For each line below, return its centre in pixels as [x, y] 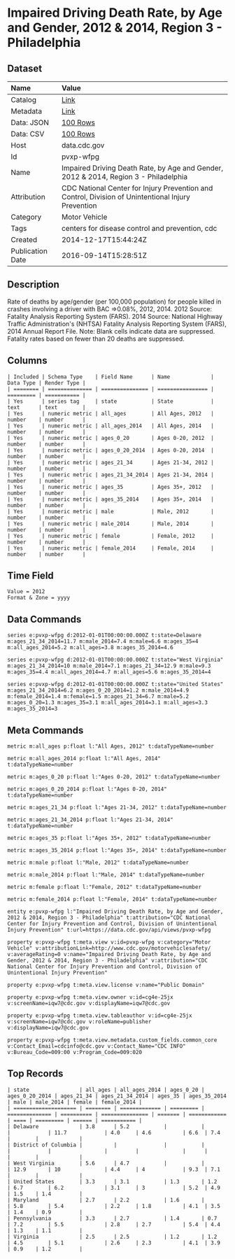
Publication [29, 251]
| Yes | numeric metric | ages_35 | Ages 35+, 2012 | [111, 487]
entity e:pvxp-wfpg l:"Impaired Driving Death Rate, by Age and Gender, [115, 912]
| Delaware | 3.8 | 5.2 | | [106, 1126]
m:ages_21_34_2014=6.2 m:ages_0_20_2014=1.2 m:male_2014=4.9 [98, 690]
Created [24, 240]
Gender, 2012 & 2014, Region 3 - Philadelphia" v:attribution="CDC [108, 961]
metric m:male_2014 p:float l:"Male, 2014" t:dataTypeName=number [106, 875]
